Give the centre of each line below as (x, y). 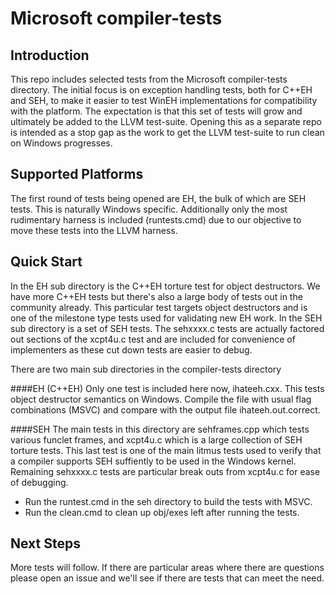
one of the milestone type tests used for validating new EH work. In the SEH (166, 318)
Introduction (50, 55)
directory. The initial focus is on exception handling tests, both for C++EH (161, 90)
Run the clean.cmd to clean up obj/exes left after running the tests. (162, 512)
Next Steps (45, 543)
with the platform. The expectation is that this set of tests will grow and (156, 111)
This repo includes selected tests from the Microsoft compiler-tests (149, 79)
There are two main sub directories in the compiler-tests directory (146, 369)
